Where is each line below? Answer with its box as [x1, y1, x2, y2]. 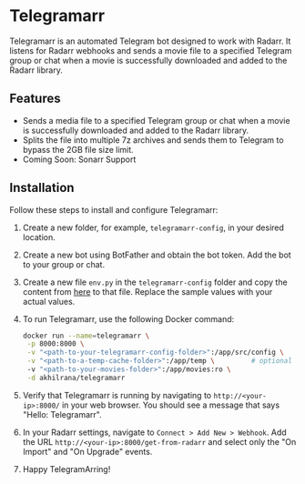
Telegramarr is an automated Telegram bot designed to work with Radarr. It [9, 35, 291, 46]
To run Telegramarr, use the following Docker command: [22, 313, 235, 324]
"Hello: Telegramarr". [22, 408, 102, 419]
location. [22, 231, 56, 242]
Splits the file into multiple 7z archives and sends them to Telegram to [22, 134, 284, 146]
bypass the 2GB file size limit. [22, 144, 134, 155]
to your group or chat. [22, 258, 106, 269]
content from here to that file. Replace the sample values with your [22, 286, 273, 297]
